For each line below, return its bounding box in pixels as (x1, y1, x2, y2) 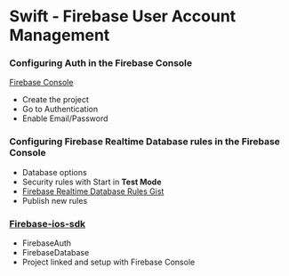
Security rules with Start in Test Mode (21, 176, 162, 187)
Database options (21, 166, 87, 177)
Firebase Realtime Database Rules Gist (21, 185, 165, 197)
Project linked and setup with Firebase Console (21, 256, 196, 268)
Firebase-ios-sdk (9, 217, 86, 230)
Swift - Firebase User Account (9, 6, 237, 27)
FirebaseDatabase (21, 248, 90, 258)
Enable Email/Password (21, 113, 108, 124)
